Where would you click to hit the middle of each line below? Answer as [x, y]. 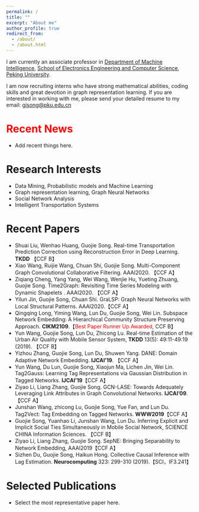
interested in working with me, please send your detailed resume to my [93, 98]
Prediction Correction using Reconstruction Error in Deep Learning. [97, 252]
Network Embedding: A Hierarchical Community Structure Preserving [99, 319]
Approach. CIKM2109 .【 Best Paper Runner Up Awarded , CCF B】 [95, 326]
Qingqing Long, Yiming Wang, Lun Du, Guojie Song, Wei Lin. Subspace [101, 313]
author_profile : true [33, 28]
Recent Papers [43, 229]
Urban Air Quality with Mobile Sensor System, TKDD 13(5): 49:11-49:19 [101, 339]
